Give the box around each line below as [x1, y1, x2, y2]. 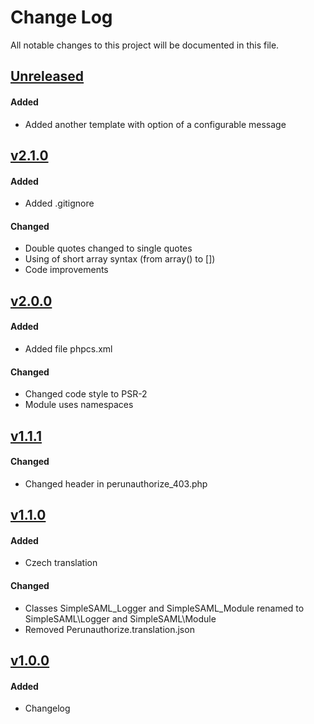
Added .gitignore [24, 197, 95, 210]
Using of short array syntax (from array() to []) [24, 253, 216, 265]
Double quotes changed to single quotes [24, 242, 193, 255]
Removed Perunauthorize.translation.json [24, 623, 195, 635]
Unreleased [10, 68, 85, 85]
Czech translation [24, 557, 98, 569]
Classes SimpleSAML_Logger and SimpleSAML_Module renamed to [24, 602, 305, 614]
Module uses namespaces [24, 399, 134, 411]
